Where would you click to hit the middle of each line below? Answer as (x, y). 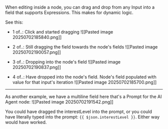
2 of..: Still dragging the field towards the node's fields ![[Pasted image (85, 47)
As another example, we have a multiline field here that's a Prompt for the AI (83, 96)
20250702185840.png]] (37, 37)
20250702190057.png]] (36, 52)
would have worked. (26, 122)
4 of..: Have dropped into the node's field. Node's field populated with (84, 77)
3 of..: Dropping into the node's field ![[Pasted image (66, 62)
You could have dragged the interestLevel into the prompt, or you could (79, 111)
